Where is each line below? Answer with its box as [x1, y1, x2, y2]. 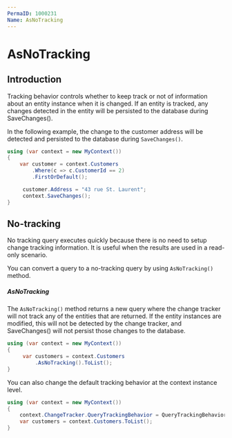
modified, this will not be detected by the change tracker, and [7, 319, 182, 328]
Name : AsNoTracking [7, 17, 64, 23]
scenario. [20, 251, 48, 259]
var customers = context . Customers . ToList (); [19, 418, 153, 425]
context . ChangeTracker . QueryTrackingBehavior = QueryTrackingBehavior [19, 412, 227, 419]
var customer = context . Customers [19, 161, 119, 168]
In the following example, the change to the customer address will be [7, 127, 204, 135]
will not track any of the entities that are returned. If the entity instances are [7, 312, 222, 321]
